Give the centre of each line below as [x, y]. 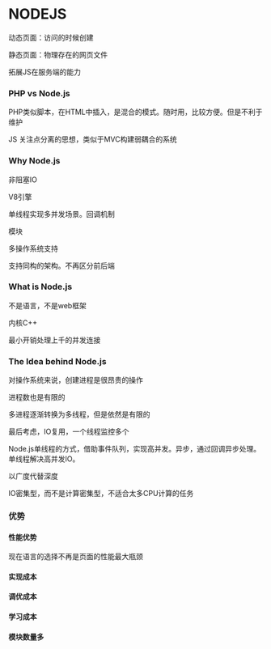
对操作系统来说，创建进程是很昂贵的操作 [76, 380]
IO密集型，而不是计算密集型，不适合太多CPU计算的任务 [101, 494]
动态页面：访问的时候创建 [51, 37]
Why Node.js [34, 161]
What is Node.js [40, 286]
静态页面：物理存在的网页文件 [58, 54]
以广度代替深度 [33, 476]
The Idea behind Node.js [57, 361]
